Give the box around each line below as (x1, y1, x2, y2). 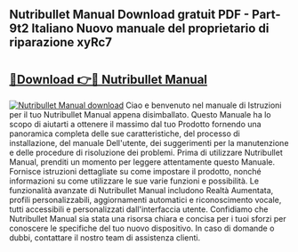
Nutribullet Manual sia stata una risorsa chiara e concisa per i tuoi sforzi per (9, 214, 286, 224)
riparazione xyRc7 (9, 35, 113, 50)
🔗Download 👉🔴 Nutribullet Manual (9, 71, 207, 87)
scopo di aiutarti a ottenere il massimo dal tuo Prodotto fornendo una (9, 119, 262, 129)
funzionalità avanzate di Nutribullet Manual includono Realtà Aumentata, (9, 185, 274, 195)
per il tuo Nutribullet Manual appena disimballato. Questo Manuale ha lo (9, 110, 271, 119)
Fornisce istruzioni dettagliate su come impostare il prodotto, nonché (9, 167, 262, 176)
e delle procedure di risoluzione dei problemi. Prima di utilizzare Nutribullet (9, 147, 283, 158)
